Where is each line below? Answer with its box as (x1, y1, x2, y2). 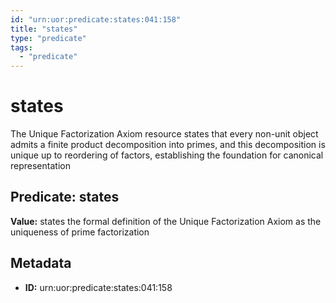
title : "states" (10, 24, 78, 34)
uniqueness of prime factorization (10, 226, 150, 238)
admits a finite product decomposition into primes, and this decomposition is (10, 139, 326, 151)
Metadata (10, 255, 72, 272)
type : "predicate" (10, 33, 87, 43)
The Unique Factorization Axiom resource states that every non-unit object (10, 128, 319, 140)
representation (10, 160, 71, 172)
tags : (10, 42, 33, 53)
